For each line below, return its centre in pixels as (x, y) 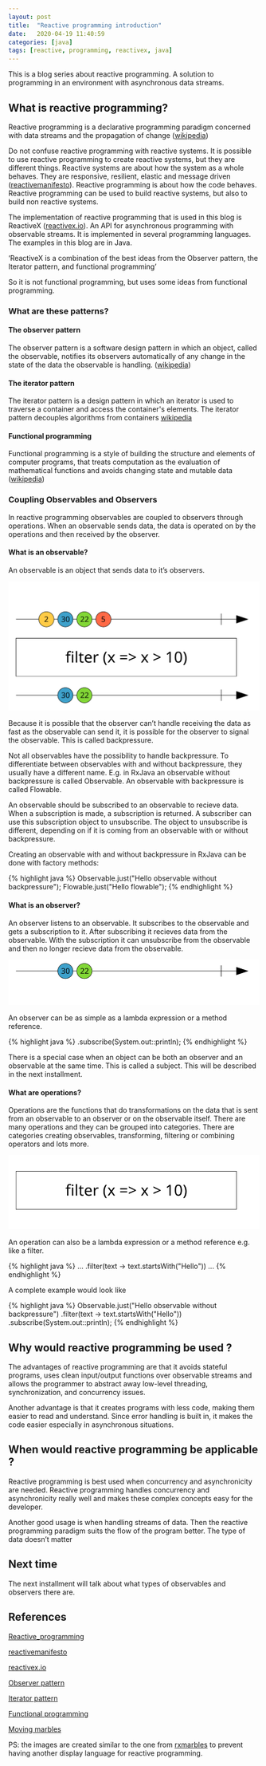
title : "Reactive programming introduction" (85, 25)
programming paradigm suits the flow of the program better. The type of (127, 1531)
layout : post (30, 17)
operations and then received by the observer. (84, 534)
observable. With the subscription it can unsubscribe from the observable (129, 940)
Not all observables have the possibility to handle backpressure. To (119, 756)
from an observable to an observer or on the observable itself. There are (127, 1119)
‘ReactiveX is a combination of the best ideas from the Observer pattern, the (133, 258)
